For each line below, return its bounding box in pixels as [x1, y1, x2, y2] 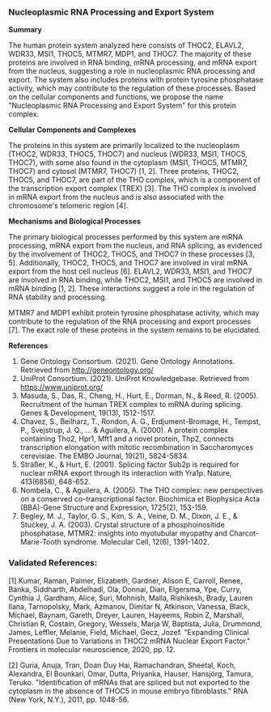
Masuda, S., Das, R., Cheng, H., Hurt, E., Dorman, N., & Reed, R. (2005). [19, 391, 259, 400]
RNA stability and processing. [8, 292, 108, 302]
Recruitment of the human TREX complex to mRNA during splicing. [19, 400, 243, 409]
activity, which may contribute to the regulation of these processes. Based [8, 83, 256, 93]
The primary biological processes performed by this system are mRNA [8, 232, 243, 242]
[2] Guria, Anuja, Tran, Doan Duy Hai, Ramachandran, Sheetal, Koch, [8, 660, 236, 670]
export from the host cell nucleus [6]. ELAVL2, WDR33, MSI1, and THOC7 [8, 266, 252, 277]
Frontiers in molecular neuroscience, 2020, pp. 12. [8, 644, 176, 654]
